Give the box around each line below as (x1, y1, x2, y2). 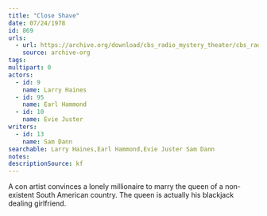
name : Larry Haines (22, 85, 87, 94)
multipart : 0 (8, 64, 52, 72)
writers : (8, 123, 37, 131)
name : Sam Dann (22, 137, 73, 146)
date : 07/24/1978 (8, 19, 66, 27)
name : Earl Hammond (22, 100, 87, 108)
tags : (8, 57, 26, 65)
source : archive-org (22, 49, 91, 57)
